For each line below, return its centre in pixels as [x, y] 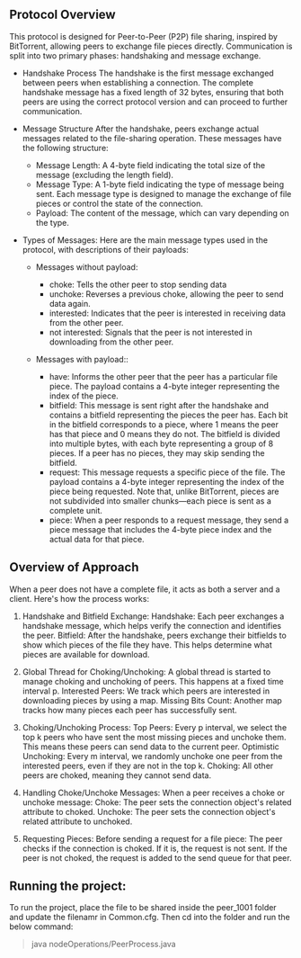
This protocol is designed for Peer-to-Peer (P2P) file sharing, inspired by [144, 36]
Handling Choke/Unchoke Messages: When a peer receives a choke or [154, 792]
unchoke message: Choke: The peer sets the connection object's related [157, 802]
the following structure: [66, 148]
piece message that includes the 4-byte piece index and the [160, 529]
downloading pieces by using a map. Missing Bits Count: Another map [152, 700]
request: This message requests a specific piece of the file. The [167, 472]
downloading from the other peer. [111, 342]
